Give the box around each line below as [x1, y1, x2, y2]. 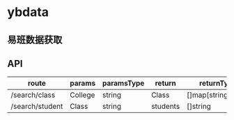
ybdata [7, 4, 49, 20]
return [155, 78, 176, 88]
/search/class [10, 90, 56, 100]
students [150, 102, 180, 112]
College [69, 90, 95, 100]
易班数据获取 [7, 33, 63, 45]
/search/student [10, 102, 63, 112]
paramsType [102, 78, 145, 88]
